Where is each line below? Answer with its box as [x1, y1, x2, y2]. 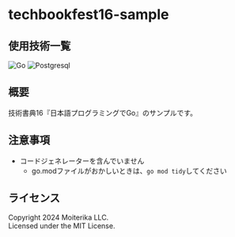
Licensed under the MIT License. [8, 221, 116, 231]
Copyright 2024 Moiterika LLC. [8, 212, 109, 223]
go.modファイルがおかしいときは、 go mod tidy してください [31, 166, 227, 175]
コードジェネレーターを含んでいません [19, 156, 145, 166]
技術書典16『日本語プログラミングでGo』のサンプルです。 [8, 108, 198, 117]
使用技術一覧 [8, 39, 71, 52]
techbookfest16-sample [8, 6, 169, 24]
